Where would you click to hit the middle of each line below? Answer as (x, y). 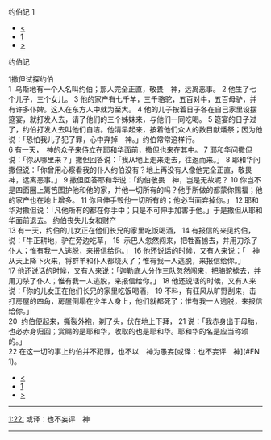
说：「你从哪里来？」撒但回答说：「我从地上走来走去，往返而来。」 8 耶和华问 (134, 159)
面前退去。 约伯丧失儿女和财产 (66, 220)
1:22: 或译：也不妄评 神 (49, 419)
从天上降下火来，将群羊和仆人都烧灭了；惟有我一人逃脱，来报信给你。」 (127, 260)
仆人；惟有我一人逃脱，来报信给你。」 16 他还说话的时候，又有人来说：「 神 (134, 250)
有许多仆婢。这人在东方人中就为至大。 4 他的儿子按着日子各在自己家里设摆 (133, 109)
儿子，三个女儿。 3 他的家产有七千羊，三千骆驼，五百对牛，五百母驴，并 (136, 99)
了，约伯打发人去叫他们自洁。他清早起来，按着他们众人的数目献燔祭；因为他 (135, 129)
